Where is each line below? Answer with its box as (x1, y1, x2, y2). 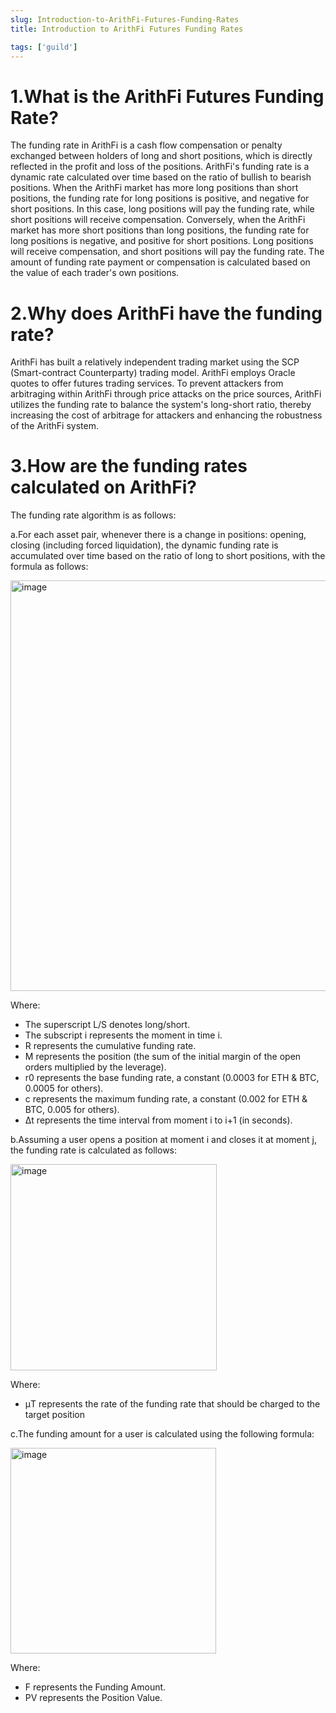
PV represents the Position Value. (24, 1692, 163, 1704)
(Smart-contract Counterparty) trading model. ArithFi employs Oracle (10, 367, 296, 379)
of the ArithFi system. (10, 420, 99, 432)
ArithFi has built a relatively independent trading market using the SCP (10, 356, 300, 368)
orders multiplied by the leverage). (24, 1061, 167, 1073)
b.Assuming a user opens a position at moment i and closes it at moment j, (10, 1134, 317, 1146)
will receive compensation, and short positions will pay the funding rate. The (10, 246, 325, 258)
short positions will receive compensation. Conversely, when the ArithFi (10, 214, 306, 226)
